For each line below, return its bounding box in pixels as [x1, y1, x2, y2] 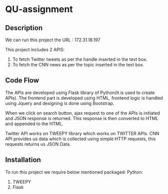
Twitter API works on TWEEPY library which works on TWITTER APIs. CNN [5, 130, 159, 136]
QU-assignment [5, 4, 73, 15]
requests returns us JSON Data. [5, 141, 71, 147]
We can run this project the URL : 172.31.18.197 [5, 37, 100, 43]
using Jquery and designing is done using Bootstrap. [5, 100, 114, 106]
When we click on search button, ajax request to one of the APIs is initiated [5, 110, 160, 116]
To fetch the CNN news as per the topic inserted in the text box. [12, 62, 144, 67]
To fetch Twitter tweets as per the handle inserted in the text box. [12, 56, 148, 62]
